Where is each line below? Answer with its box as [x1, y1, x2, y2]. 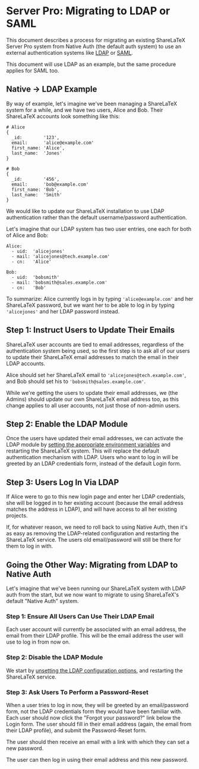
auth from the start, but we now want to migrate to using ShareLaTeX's [6, 591, 179, 598]
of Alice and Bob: [6, 231, 49, 238]
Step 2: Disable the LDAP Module [6, 653, 103, 661]
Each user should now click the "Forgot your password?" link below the [6, 714, 181, 721]
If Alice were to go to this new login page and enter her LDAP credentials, [6, 493, 186, 500]
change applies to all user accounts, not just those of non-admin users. [6, 401, 181, 409]
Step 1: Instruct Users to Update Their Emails [6, 325, 175, 335]
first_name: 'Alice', [11, 145, 65, 151]
